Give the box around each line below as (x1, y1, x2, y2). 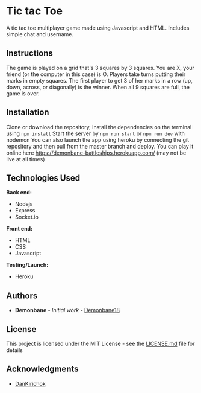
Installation (6, 107, 49, 118)
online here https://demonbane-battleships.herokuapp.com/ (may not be (6, 149, 187, 156)
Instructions (6, 48, 53, 59)
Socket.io (14, 213, 39, 221)
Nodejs (14, 200, 33, 208)
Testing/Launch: (6, 261, 49, 269)
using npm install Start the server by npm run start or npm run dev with (6, 130, 185, 137)
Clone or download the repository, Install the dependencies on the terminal (6, 123, 192, 130)
